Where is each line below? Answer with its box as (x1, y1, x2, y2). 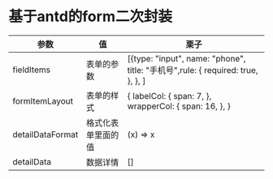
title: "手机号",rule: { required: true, (127, 64, 258, 75)
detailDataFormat (12, 129, 79, 140)
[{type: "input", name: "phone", (127, 53, 246, 64)
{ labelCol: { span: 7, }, (127, 90, 212, 101)
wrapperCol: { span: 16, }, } (127, 100, 232, 112)
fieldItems (12, 64, 51, 75)
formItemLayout (12, 95, 74, 106)
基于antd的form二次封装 (8, 7, 173, 26)
